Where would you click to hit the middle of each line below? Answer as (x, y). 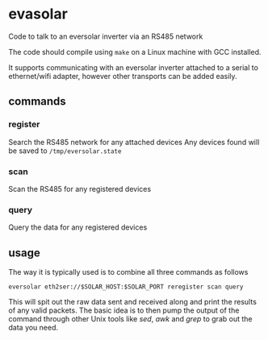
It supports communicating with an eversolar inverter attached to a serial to (133, 67)
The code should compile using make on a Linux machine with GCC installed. (135, 52)
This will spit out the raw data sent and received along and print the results (132, 302)
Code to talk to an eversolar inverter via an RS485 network (106, 36)
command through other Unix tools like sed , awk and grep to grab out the (130, 319)
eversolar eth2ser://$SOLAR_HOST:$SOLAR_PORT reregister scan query (126, 287)
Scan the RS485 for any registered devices (80, 189)
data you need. (33, 328)
